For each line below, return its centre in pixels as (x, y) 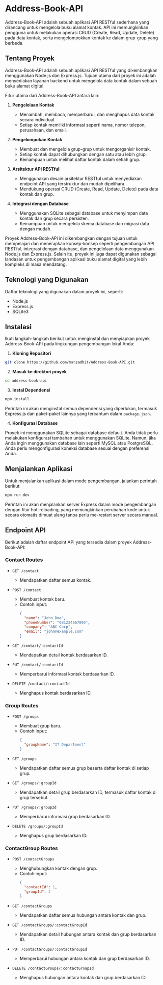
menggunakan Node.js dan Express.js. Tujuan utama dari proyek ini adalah (81, 75)
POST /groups (26, 717)
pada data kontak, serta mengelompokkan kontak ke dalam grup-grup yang (81, 38)
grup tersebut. (34, 797)
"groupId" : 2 (37, 892)
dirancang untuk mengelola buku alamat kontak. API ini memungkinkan (77, 27)
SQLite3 (20, 311)
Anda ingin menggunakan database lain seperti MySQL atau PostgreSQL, (79, 443)
